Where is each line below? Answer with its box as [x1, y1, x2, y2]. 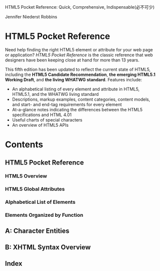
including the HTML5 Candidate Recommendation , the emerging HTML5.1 [5, 72, 156, 77]
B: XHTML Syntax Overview [5, 243, 91, 251]
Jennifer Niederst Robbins [5, 14, 57, 19]
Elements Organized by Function [5, 212, 83, 219]
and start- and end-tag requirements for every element [12, 101, 122, 107]
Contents [5, 139, 44, 150]
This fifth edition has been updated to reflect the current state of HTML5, [5, 66, 151, 72]
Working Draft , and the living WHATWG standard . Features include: [5, 76, 142, 82]
